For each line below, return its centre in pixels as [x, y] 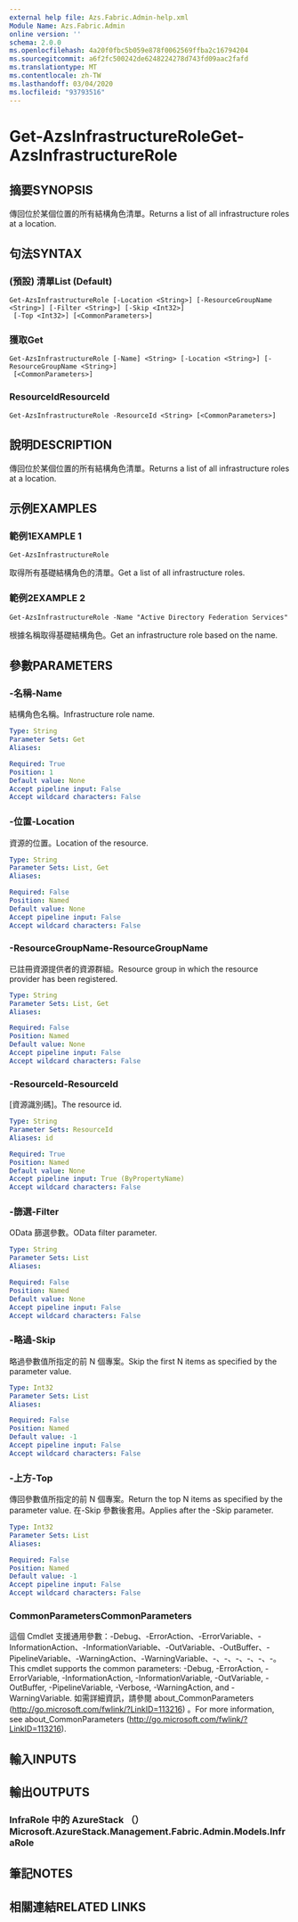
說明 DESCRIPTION [61, 445]
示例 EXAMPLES [53, 508]
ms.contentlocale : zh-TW [55, 76]
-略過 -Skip [32, 1340]
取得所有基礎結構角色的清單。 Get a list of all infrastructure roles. [127, 573]
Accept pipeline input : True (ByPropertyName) [97, 1179]
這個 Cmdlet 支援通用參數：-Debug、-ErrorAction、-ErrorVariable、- [136, 1637]
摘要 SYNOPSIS [51, 190]
